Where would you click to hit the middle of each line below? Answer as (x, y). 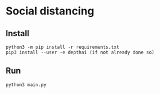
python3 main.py (26, 85)
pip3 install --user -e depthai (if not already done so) (80, 52)
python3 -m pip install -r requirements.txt (62, 47)
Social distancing (50, 11)
